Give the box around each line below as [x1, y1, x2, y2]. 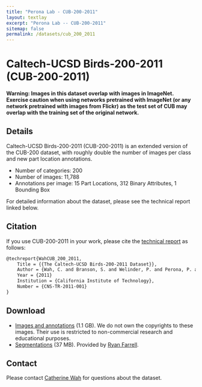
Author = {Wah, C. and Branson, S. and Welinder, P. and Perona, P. [17, 267, 192, 273]
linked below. [6, 204, 39, 211]
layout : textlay [6, 14, 47, 20]
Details [6, 126, 33, 137]
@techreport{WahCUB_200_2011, [6, 255, 82, 262]
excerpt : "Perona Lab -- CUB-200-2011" [6, 20, 106, 26]
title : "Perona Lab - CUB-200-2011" [6, 8, 98, 15]
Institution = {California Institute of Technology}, [17, 278, 155, 284]
